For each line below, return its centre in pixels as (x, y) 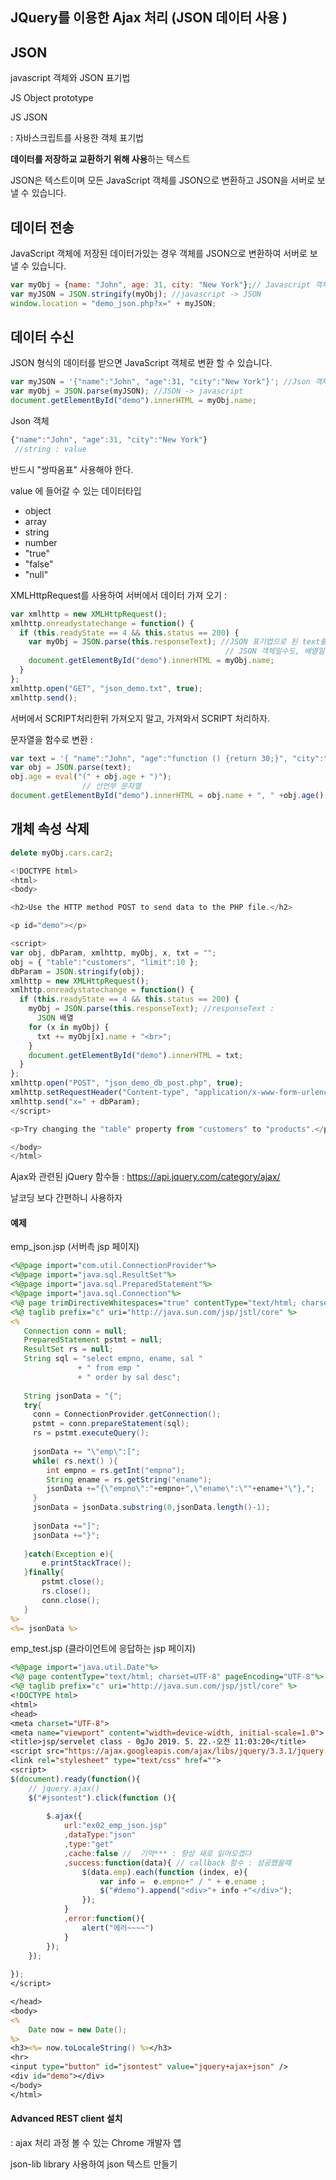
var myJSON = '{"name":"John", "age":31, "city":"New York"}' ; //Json (160, 382)
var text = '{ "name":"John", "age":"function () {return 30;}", (149, 758)
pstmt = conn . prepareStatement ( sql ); (111, 1424)
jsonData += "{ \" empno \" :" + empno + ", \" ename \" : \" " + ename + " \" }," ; (181, 1489)
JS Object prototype (52, 98)
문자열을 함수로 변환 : (51, 739)
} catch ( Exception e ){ (68, 1554)
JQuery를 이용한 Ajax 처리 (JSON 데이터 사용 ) (149, 18)
